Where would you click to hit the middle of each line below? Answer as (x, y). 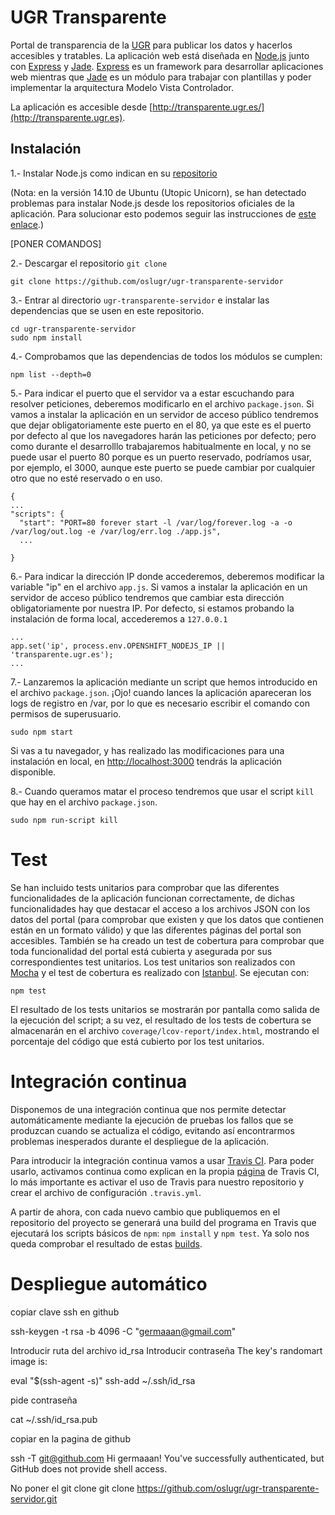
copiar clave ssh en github (65, 1312)
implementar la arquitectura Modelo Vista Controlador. (122, 87)
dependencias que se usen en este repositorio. (107, 310)
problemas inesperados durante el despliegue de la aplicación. (140, 1141)
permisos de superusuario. (66, 713)
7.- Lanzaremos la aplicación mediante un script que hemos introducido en (164, 682)
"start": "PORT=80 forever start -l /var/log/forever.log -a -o (156, 522)
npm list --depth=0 (51, 374)
